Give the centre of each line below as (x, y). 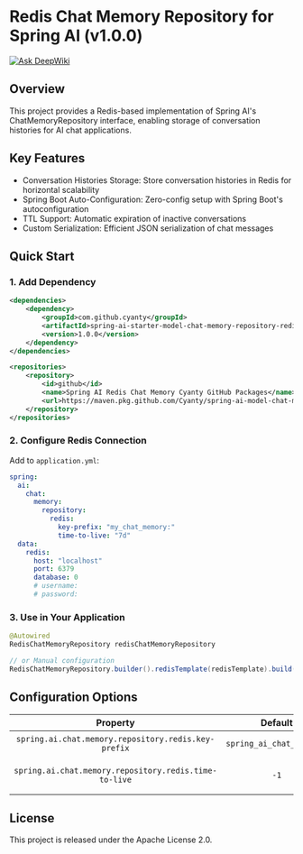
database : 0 (55, 578)
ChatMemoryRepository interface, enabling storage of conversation (135, 120)
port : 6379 (54, 569)
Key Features (47, 158)
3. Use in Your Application (67, 617)
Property (115, 722)
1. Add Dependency (53, 281)
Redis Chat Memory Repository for (142, 17)
